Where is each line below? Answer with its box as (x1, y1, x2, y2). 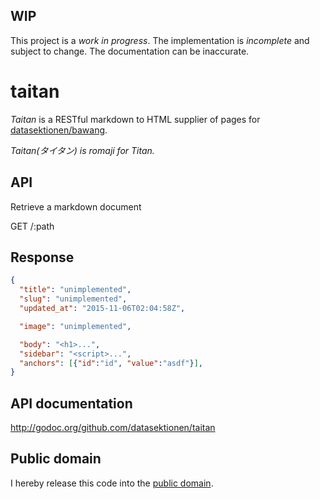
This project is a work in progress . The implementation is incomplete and (10, 34, 310, 46)
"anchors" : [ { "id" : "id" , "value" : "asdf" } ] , (19, 358, 204, 368)
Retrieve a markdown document (10, 200, 142, 213)
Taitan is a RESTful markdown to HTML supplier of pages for (10, 113, 261, 125)
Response (10, 249, 75, 266)
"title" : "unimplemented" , (19, 285, 132, 295)
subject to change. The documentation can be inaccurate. (10, 45, 250, 57)
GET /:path (10, 220, 55, 232)
